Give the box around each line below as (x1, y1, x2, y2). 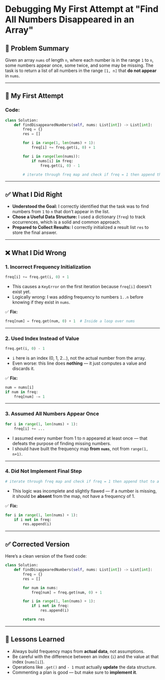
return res (23, 617, 45, 622)
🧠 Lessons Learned (5, 635, 65, 643)
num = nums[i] (5, 385, 34, 390)
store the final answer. (12, 229, 57, 235)
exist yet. (12, 289, 31, 295)
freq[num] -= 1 (14, 394, 45, 399)
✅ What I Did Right (5, 190, 62, 198)
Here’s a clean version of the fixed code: (5, 553, 87, 559)
